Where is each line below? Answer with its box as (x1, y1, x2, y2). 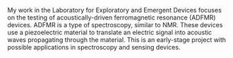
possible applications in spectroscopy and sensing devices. (7, 43, 181, 51)
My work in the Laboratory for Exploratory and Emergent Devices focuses (7, 6, 222, 14)
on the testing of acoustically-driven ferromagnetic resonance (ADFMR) (7, 13, 216, 22)
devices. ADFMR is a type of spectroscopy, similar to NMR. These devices (7, 21, 223, 29)
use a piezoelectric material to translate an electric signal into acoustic (7, 28, 213, 36)
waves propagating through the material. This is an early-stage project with (7, 36, 227, 44)
